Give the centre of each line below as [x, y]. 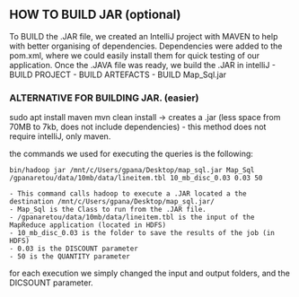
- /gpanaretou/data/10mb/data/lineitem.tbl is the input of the [132, 218]
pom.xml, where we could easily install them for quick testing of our [135, 55]
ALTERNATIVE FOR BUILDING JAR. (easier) [104, 98]
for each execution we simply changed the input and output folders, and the [149, 274]
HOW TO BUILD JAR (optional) [95, 15]
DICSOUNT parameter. [51, 283]
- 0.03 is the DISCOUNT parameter [74, 249]
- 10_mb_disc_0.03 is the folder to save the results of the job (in [142, 233]
